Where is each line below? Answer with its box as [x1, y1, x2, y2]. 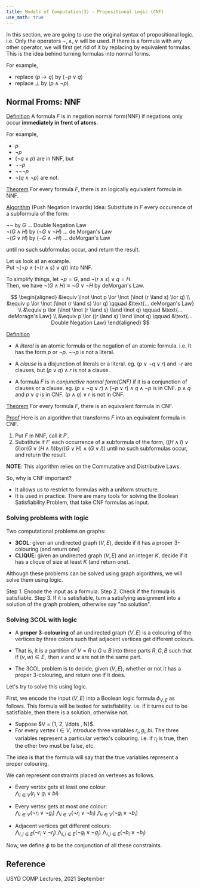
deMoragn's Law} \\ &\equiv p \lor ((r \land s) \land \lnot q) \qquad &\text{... [8, 313, 193, 320]
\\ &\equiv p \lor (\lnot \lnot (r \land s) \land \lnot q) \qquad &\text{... [17, 306, 183, 313]
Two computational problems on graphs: [6, 527, 106, 534]
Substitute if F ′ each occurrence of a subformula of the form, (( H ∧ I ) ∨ [14, 439, 189, 446]
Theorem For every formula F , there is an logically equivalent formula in [6, 186, 182, 193]
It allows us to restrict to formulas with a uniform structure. [14, 486, 159, 493]
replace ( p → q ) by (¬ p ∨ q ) [14, 73, 84, 80]
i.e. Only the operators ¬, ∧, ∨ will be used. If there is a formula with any [6, 37, 182, 44]
